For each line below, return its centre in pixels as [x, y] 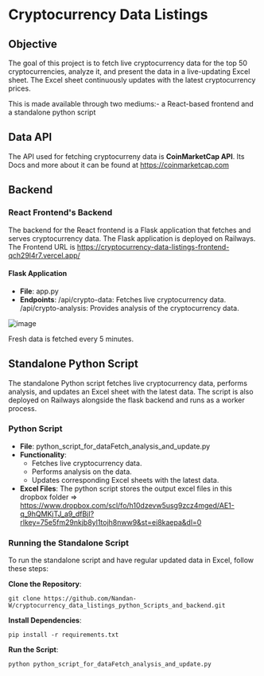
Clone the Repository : [45, 584]
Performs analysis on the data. [82, 472]
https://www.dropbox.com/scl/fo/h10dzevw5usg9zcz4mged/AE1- [127, 505]
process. [23, 408]
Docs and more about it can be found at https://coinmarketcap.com [118, 165]
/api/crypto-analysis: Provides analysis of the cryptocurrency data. [130, 308]
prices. [19, 88]
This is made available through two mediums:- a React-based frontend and [131, 104]
